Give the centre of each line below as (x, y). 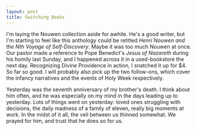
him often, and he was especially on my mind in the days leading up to (92, 96)
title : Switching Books (36, 17)
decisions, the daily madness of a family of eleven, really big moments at (95, 108)
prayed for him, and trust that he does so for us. (65, 121)
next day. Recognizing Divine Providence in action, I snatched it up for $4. (96, 65)
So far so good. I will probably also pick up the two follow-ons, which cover (98, 71)
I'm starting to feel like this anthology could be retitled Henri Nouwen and (96, 40)
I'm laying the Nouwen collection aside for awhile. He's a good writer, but (96, 34)
